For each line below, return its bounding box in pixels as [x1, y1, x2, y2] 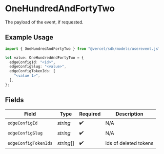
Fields [5, 96, 24, 104]
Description [115, 110, 143, 117]
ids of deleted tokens [105, 140, 154, 147]
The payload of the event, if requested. [5, 19, 84, 25]
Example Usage [5, 33, 54, 42]
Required [79, 110, 101, 117]
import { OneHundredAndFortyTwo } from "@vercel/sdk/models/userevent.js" [5, 46, 161, 51]
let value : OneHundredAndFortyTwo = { [5, 55, 84, 60]
